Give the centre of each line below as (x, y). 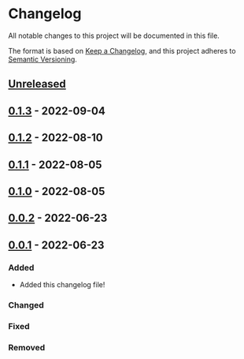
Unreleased (37, 84)
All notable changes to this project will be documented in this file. (114, 36)
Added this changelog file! (62, 284)
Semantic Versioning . (43, 59)
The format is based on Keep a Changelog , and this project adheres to (122, 50)
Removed (27, 347)
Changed (26, 305)
